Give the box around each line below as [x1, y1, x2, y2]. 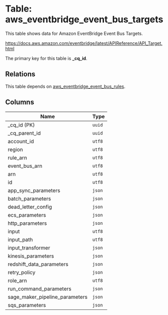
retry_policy [8, 269, 36, 276]
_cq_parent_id [8, 130, 41, 137]
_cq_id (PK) [8, 121, 35, 129]
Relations [5, 70, 36, 79]
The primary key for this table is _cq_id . [5, 55, 87, 61]
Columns [5, 98, 34, 106]
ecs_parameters [8, 211, 46, 218]
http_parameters [8, 220, 47, 227]
